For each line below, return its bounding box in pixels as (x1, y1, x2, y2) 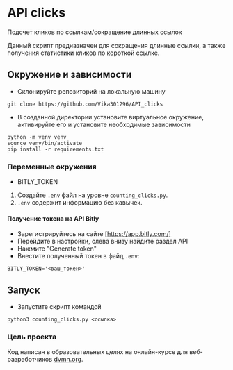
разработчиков (7, 355, 53, 364)
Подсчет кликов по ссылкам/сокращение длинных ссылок (7, 28, 182, 36)
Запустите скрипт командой (17, 303, 102, 311)
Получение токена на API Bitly (7, 214, 99, 223)
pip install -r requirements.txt (7, 146, 104, 153)
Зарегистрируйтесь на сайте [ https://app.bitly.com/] (17, 230, 172, 238)
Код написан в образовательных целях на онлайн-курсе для (7, 348, 188, 356)
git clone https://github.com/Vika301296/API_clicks (7, 101, 163, 108)
